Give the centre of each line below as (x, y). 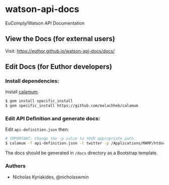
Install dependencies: (32, 81)
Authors (16, 166)
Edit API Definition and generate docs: (53, 119)
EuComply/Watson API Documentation (45, 23)
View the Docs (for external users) (60, 39)
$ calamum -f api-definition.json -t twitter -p (57, 143)
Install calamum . (22, 92)
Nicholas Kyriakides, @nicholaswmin (51, 177)
